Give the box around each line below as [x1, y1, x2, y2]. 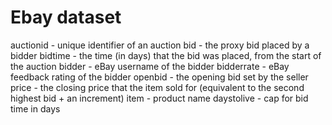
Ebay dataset [10, 6, 122, 29]
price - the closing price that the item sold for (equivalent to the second [10, 81, 305, 93]
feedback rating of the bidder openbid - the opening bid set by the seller [10, 71, 309, 83]
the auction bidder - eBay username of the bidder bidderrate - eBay [10, 60, 290, 72]
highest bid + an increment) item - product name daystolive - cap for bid [10, 92, 309, 104]
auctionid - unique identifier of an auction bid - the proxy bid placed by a [10, 39, 310, 51]
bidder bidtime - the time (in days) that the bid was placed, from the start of [10, 49, 322, 61]
